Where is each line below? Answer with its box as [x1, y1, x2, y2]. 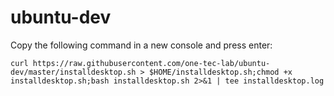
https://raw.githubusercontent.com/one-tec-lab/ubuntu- [32, 58, 271, 68]
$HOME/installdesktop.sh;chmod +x [148, 67, 293, 77]
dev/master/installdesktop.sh [10, 67, 137, 77]
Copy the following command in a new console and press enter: [10, 39, 273, 51]
